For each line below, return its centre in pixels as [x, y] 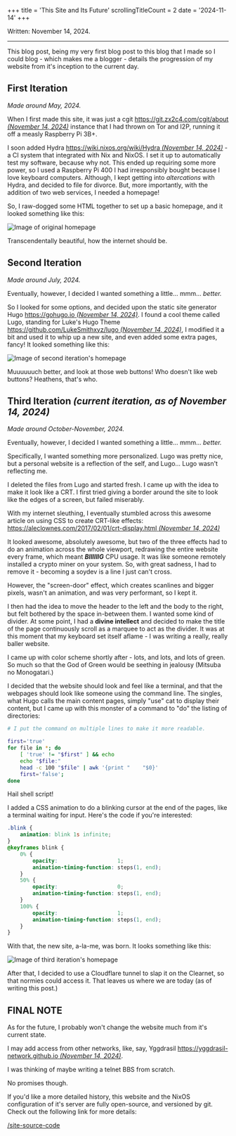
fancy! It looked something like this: [59, 344]
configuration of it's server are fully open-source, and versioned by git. [110, 1104]
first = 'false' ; [42, 774]
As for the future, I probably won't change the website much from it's [107, 1027]
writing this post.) [33, 988]
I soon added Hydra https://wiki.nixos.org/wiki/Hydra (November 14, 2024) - [118, 148]
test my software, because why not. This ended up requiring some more [112, 162]
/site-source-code [34, 1125]
